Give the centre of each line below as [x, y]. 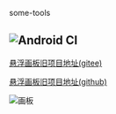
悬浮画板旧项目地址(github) [58, 81]
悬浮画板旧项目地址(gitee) [56, 63]
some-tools [30, 13]
